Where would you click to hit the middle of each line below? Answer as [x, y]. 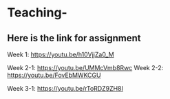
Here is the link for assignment [74, 38]
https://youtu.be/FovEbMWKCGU [54, 75]
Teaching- [37, 13]
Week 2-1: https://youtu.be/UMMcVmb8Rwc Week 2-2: [85, 68]
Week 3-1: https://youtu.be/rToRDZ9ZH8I [65, 88]
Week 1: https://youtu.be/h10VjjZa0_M [61, 54]
